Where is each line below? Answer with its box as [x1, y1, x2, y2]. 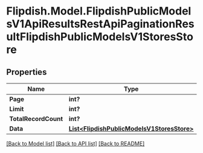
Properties [6, 67, 47, 77]
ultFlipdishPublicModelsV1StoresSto [6, 30, 193, 44]
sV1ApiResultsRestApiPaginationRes [6, 17, 195, 31]
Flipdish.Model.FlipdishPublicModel [6, 4, 192, 18]
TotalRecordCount [9, 115, 63, 123]
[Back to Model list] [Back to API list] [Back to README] [6, 140, 145, 147]
